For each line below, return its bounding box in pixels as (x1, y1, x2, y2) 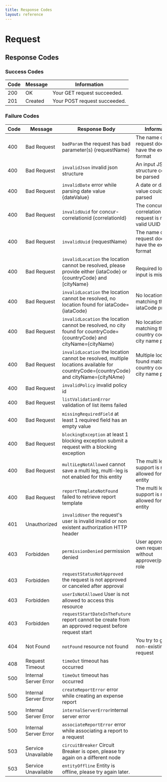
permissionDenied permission (62, 547, 130, 554)
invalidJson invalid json (62, 164, 118, 171)
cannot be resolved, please (62, 261, 126, 268)
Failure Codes (5, 113, 40, 120)
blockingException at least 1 (62, 431, 128, 438)
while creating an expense (62, 692, 123, 699)
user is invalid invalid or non (62, 518, 127, 524)
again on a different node (62, 754, 121, 761)
